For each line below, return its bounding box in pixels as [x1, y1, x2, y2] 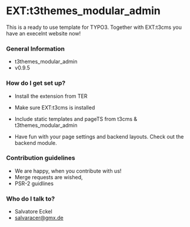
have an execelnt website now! [6, 29, 81, 37]
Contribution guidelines [6, 154, 75, 162]
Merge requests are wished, [14, 173, 83, 180]
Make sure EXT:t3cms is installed [14, 104, 95, 111]
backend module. [14, 139, 57, 146]
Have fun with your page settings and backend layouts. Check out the [14, 133, 184, 140]
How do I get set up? [6, 79, 66, 87]
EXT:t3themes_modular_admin [6, 4, 161, 18]
